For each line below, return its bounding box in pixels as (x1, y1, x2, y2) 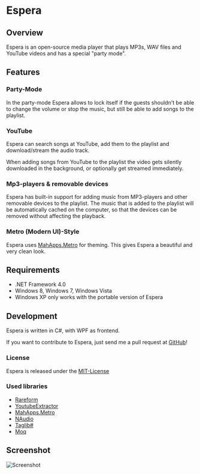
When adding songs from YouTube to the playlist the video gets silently (6, 158, 182, 165)
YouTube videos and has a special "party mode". (6, 50, 126, 57)
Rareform (14, 396, 38, 403)
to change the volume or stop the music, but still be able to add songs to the (6, 105, 194, 112)
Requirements (6, 265, 60, 275)
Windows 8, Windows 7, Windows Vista (14, 287, 113, 294)
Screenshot (6, 445, 51, 455)
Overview (6, 28, 44, 38)
